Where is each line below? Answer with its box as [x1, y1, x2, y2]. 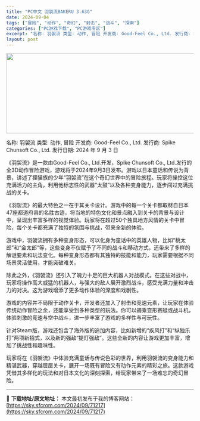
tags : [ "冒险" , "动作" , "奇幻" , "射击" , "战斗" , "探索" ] [6, 20, 140, 26]
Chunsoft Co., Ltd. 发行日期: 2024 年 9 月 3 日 [6, 147, 118, 153]
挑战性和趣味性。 [16, 342, 58, 349]
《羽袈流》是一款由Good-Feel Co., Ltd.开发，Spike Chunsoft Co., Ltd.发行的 [6, 159, 192, 166]
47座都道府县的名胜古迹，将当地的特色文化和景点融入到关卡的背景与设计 [6, 209, 185, 216]
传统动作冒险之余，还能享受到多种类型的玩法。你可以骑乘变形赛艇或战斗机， [6, 307, 194, 314]
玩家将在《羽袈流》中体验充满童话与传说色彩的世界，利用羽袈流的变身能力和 [6, 354, 194, 361]
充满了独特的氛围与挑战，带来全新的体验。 [42, 224, 147, 231]
